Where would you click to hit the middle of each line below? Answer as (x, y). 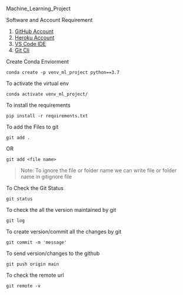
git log (16, 221)
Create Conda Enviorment (38, 62)
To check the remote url (35, 275)
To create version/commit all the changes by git (64, 232)
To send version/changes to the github (53, 253)
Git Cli (22, 50)
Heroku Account (34, 37)
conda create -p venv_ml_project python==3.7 (63, 73)
